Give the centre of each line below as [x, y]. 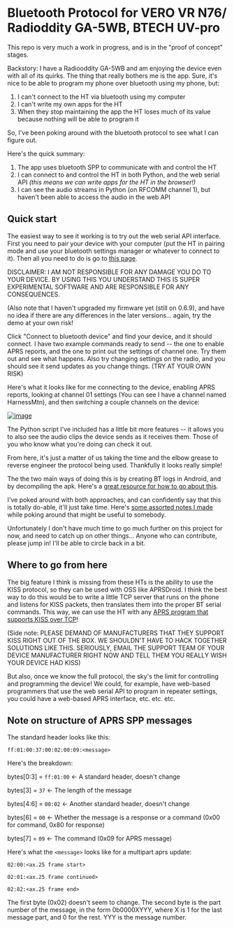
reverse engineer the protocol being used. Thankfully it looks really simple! [115, 465]
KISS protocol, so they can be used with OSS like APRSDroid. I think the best [117, 589]
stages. [18, 55]
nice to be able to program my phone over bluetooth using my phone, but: [114, 83]
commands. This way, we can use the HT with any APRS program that [108, 612]
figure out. [22, 140]
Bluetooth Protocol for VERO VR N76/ [117, 13]
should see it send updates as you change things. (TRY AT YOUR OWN [109, 366]
